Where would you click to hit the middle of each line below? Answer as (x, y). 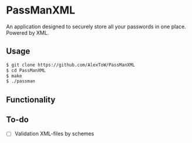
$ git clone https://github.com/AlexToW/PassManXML (70, 65)
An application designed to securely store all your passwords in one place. (96, 26)
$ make (14, 76)
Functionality (31, 100)
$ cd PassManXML (26, 70)
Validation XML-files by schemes (54, 134)
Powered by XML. (28, 32)
